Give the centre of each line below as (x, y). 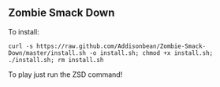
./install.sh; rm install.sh (56, 60)
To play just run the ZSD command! (65, 74)
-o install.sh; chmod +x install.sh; (151, 53)
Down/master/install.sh (47, 53)
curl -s (21, 46)
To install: (24, 31)
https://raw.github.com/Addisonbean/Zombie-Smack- (121, 46)
